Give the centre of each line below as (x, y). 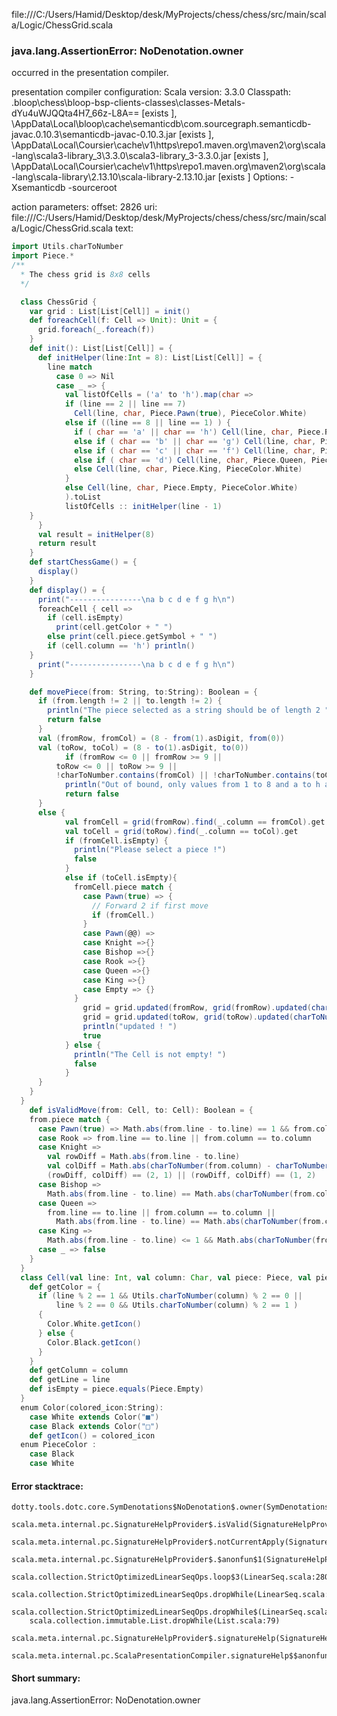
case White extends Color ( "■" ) (94, 1417)
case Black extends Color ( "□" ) (94, 1426)
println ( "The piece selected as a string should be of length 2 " (188, 710)
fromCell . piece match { (123, 887)
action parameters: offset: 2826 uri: (84, 207)
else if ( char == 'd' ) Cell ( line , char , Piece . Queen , (191, 460)
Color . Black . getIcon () (94, 1342)
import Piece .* (43, 256)
